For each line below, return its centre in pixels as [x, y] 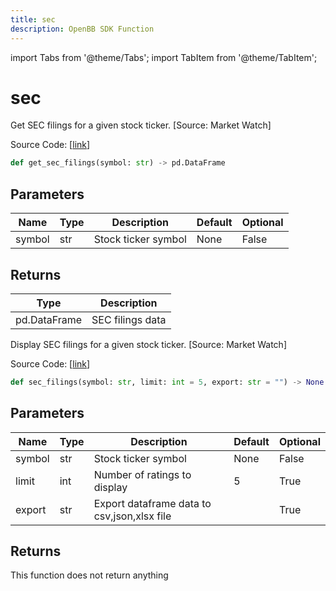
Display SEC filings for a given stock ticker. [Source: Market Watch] [148, 344]
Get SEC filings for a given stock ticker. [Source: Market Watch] [141, 125]
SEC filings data [129, 319]
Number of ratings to [142, 474]
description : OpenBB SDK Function [82, 29]
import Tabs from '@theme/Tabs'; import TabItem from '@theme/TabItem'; [164, 57]
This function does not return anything [89, 575]
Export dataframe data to [152, 503]
